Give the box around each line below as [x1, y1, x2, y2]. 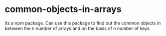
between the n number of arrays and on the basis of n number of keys [5, 25, 150, 31]
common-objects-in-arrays [5, 3, 122, 15]
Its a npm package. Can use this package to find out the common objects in [5, 20, 161, 26]
